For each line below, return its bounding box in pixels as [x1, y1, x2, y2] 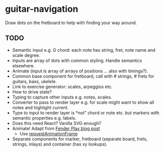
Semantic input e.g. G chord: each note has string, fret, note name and [12, 47, 156, 53]
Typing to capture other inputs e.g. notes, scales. [12, 94, 112, 100]
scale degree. [12, 52, 40, 58]
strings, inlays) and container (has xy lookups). [12, 141, 107, 147]
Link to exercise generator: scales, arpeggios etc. [12, 84, 113, 90]
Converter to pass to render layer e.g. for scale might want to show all [12, 99, 154, 105]
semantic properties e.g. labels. [12, 115, 76, 121]
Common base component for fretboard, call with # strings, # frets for [12, 73, 154, 79]
